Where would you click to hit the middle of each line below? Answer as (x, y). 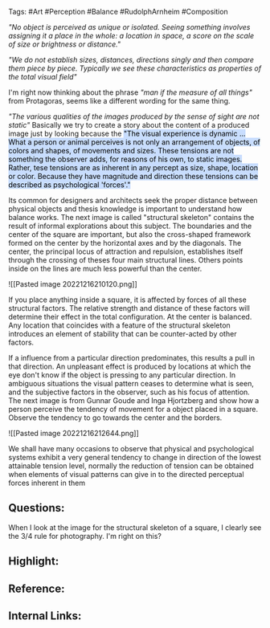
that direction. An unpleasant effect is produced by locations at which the (130, 366)
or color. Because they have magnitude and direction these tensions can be (133, 176)
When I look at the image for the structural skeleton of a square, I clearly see (135, 527)
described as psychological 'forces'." (70, 185)
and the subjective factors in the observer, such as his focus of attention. (129, 392)
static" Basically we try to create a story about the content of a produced (129, 125)
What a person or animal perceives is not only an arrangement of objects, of (135, 142)
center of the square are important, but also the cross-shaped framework (130, 234)
